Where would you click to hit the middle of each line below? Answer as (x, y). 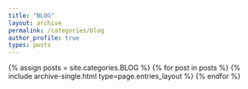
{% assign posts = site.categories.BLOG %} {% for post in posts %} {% (124, 68)
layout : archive (35, 23)
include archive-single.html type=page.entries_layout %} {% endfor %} (124, 76)
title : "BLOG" (32, 15)
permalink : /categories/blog (56, 30)
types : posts (30, 45)
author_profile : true (44, 38)
